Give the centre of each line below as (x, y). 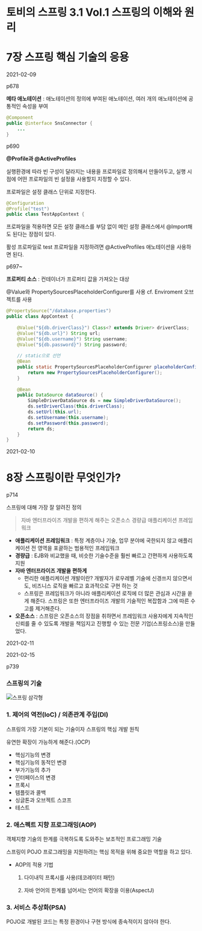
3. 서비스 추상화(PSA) (36, 907)
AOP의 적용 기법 (34, 865)
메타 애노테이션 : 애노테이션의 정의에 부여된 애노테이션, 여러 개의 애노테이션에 (97, 99)
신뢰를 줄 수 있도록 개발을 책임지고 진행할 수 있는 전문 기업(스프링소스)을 (99, 624)
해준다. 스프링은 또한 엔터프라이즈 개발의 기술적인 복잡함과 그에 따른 (110, 601)
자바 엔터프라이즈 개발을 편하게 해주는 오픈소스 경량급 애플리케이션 (99, 520)
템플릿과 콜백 (30, 792)
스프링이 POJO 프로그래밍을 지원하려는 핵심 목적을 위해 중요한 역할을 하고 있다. (99, 852)
